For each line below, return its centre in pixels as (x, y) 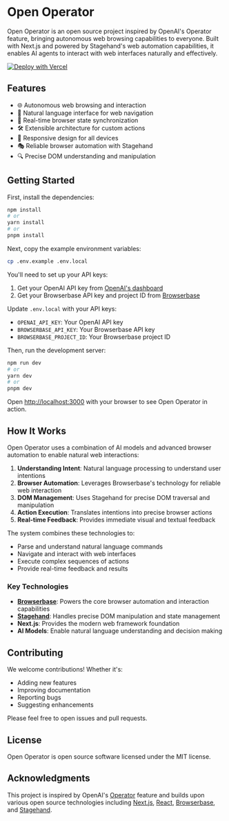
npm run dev (24, 363)
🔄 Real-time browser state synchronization (78, 120)
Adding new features (47, 683)
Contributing (35, 653)
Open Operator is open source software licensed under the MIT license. (109, 756)
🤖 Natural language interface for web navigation (85, 113)
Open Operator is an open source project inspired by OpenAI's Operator (109, 31)
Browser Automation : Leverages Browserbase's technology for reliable (119, 483)
